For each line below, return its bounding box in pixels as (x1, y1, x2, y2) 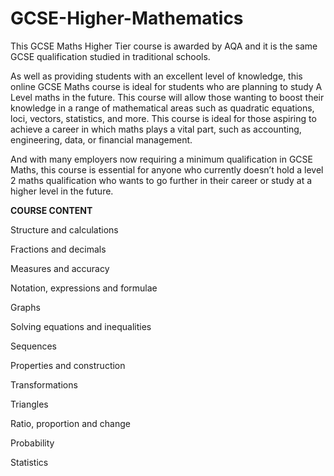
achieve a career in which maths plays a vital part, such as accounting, (10, 123, 302, 135)
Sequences (10, 340, 57, 352)
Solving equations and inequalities (10, 320, 152, 332)
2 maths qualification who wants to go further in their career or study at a (10, 174, 313, 186)
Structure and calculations (10, 223, 119, 236)
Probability (10, 437, 55, 449)
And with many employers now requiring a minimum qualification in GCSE (10, 153, 313, 165)
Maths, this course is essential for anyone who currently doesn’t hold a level (10, 163, 324, 176)
